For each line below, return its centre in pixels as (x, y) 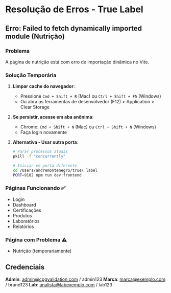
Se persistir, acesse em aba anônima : (53, 117)
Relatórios (23, 227)
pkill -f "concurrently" (39, 156)
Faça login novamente (44, 132)
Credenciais (25, 267)
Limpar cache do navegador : (44, 86)
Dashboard (25, 205)
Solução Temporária (31, 75)
